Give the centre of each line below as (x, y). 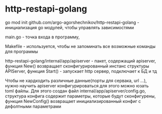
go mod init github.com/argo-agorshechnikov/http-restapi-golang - (72, 22)
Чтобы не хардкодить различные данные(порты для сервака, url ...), (76, 81)
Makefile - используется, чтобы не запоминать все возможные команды (80, 46)
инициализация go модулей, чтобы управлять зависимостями (70, 27)
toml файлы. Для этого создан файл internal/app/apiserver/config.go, (76, 91)
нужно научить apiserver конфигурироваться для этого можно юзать (77, 85)
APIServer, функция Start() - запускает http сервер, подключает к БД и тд (81, 71)
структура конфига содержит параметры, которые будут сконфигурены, (81, 96)
